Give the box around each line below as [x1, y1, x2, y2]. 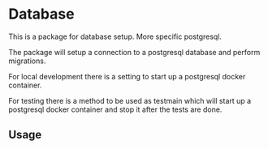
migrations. [8, 56, 46, 66]
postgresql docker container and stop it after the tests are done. [8, 104, 223, 114]
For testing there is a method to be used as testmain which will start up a [8, 96, 252, 105]
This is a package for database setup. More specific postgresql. [8, 32, 222, 41]
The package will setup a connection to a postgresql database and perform [8, 47, 261, 57]
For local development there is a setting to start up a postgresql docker [8, 71, 246, 81]
